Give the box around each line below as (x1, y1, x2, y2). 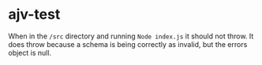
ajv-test (8, 5, 61, 23)
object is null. (8, 48, 52, 57)
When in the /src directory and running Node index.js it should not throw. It (8, 31, 254, 41)
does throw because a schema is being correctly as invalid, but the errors (8, 39, 248, 49)
